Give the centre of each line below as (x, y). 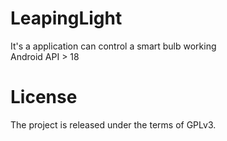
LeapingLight (66, 18)
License (44, 97)
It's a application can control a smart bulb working (113, 46)
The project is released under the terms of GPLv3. (113, 124)
